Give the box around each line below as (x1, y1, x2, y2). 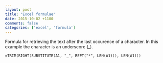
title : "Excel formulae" (5, 12, 56, 17)
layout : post (5, 7, 32, 12)
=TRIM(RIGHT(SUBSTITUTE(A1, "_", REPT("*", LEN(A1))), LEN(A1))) (5, 53, 141, 59)
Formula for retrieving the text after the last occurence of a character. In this (5, 39, 158, 44)
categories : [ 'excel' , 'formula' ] (5, 25, 76, 30)
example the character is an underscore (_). (5, 44, 93, 50)
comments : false (5, 21, 38, 26)
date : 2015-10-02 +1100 (5, 16, 54, 21)
